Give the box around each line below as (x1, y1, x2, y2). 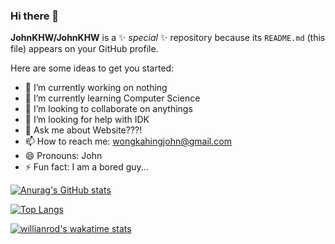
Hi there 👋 (10, 9, 60, 23)
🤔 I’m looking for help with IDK (24, 114, 150, 126)
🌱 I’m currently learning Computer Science (24, 92, 201, 104)
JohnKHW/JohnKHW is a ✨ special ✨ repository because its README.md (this (10, 32, 326, 44)
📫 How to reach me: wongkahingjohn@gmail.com (24, 135, 232, 148)
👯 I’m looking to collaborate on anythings (24, 103, 193, 115)
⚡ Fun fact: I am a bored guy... (24, 161, 149, 173)
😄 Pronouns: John (24, 150, 103, 162)
